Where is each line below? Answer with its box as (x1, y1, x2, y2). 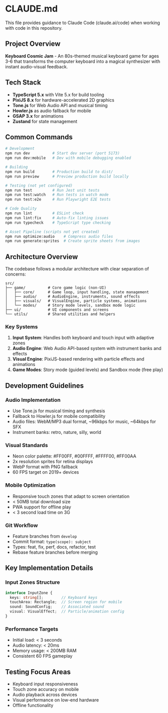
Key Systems (5, 323, 38, 330)
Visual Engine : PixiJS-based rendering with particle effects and (12, 356, 144, 362)
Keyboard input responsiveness (12, 681, 78, 687)
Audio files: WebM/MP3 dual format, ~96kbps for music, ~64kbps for (12, 418, 156, 425)
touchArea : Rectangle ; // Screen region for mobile (10, 599, 122, 605)
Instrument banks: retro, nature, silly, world (12, 429, 101, 435)
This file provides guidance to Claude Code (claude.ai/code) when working (5, 20, 160, 26)
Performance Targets (5, 626, 59, 633)
